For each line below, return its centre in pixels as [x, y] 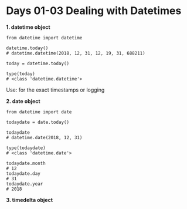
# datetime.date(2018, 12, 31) [44, 137]
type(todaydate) [26, 148]
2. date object [23, 101]
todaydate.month [26, 163]
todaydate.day [23, 173]
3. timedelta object [30, 200]
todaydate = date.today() [38, 122]
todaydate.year [25, 184]
